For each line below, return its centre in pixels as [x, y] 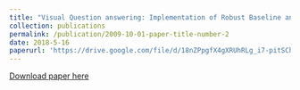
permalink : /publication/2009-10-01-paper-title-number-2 [119, 34]
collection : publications [57, 26]
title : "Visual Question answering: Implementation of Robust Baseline [145, 17]
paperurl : [28, 51]
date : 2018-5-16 [39, 42]
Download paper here [49, 76]
